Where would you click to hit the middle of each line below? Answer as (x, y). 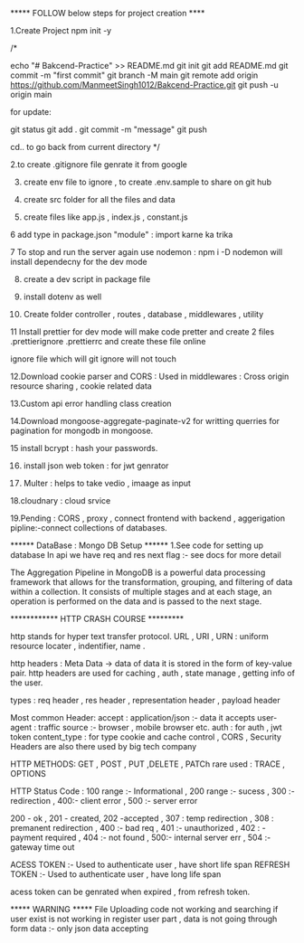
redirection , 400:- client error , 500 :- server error (104, 801)
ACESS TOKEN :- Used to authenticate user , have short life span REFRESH (150, 864)
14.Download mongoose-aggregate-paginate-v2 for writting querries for (145, 421)
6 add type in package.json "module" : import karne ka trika (122, 235)
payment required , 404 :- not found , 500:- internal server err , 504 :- (141, 837)
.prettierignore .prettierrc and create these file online (108, 341)
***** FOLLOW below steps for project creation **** (108, 13)
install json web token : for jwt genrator (96, 466)
